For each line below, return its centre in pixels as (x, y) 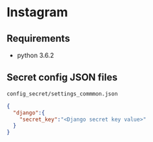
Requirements (38, 39)
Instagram (38, 12)
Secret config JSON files (62, 77)
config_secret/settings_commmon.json (62, 94)
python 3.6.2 (35, 55)
